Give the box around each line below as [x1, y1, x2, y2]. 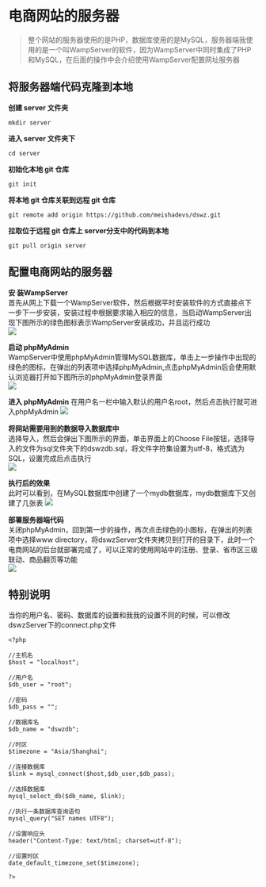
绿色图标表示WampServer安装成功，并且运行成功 [49, 317, 211, 327]
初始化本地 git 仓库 [8, 164, 70, 174]
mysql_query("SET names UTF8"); [8, 815, 115, 823]
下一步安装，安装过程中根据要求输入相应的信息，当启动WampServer [21, 307, 245, 317]
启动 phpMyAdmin [8, 342, 70, 351]
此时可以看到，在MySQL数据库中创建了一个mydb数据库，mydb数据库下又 [8, 488, 249, 497]
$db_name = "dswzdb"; [8, 725, 80, 734]
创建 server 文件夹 [8, 102, 69, 112]
